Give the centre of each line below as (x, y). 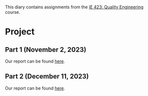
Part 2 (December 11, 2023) (47, 76)
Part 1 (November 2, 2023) (46, 50)
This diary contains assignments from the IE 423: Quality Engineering (74, 7)
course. (13, 12)
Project (20, 32)
